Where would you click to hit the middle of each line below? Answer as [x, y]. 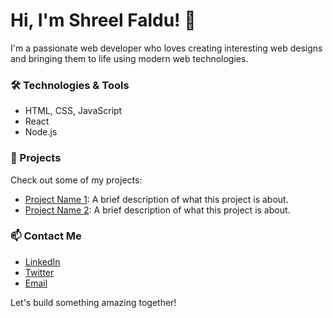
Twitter [39, 272]
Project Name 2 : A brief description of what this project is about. [157, 210]
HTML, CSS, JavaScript [73, 111]
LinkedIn [42, 261]
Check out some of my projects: [76, 180]
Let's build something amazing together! [93, 302]
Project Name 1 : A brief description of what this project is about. [156, 199]
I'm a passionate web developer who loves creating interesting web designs [166, 48]
